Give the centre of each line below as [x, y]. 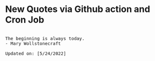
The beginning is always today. [45, 38]
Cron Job [25, 20]
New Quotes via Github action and [78, 9]
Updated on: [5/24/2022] [36, 53]
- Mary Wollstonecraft [33, 43]
